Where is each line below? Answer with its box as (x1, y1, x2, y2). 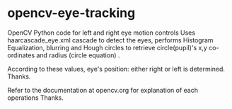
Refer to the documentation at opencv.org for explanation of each (7, 86, 198, 94)
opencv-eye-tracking (7, 5, 136, 21)
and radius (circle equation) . (36, 51, 120, 59)
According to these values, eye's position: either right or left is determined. (7, 64, 225, 73)
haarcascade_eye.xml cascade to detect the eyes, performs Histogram (7, 35, 214, 44)
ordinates (7, 51, 35, 59)
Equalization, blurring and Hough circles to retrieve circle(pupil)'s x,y (7, 43, 207, 52)
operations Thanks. (7, 93, 64, 102)
